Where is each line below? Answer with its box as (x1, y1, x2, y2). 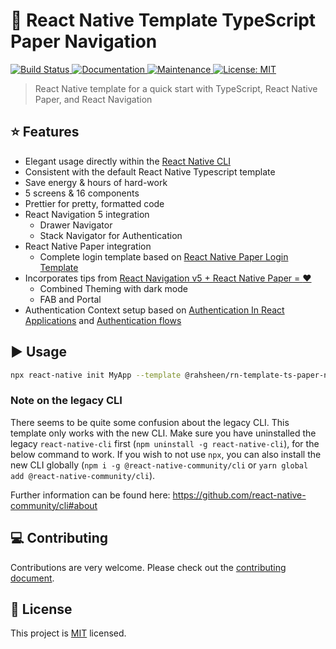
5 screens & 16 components (24, 187, 140, 199)
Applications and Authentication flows (24, 314, 182, 326)
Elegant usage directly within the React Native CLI (24, 155, 231, 167)
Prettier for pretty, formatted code (24, 197, 165, 209)
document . (10, 572, 55, 584)
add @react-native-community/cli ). (10, 469, 156, 481)
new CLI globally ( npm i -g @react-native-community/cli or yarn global (10, 459, 309, 471)
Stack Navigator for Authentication (39, 229, 183, 241)
